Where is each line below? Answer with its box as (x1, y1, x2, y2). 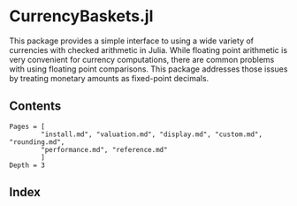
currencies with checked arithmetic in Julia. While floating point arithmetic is (9, 44, 288, 55)
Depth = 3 (9, 161, 46, 170)
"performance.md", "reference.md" (41, 145, 168, 154)
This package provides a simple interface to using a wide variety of (9, 35, 255, 46)
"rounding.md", (9, 137, 65, 147)
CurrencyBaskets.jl (9, 6, 154, 27)
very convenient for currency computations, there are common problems (9, 54, 275, 65)
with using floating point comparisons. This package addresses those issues (9, 64, 288, 74)
